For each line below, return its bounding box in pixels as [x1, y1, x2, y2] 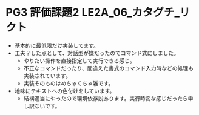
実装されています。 [23, 72, 71, 79]
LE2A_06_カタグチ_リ [81, 5, 191, 19]
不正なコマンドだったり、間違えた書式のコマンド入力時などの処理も [23, 64, 194, 71]
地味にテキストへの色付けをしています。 [14, 87, 115, 94]
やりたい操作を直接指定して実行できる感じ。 [23, 57, 135, 64]
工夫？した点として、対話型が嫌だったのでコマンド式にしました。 [14, 49, 180, 56]
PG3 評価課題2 [5, 5, 79, 19]
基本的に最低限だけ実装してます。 [14, 42, 99, 49]
